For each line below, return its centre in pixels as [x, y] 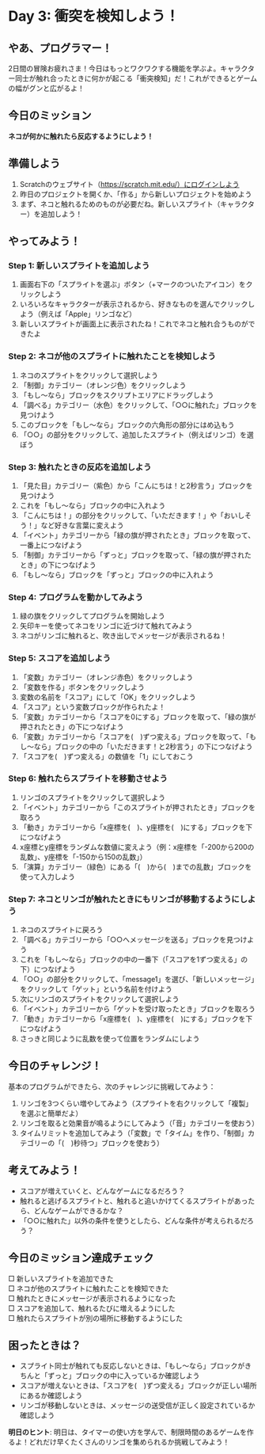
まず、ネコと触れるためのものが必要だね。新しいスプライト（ [120, 204]
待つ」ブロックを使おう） [122, 1143]
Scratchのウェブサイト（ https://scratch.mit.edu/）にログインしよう [129, 184]
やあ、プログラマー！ [60, 48]
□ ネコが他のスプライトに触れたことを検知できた [89, 1288]
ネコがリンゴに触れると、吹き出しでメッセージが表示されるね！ [123, 636]
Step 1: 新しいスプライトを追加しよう [79, 265]
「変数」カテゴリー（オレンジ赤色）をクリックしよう [106, 677]
